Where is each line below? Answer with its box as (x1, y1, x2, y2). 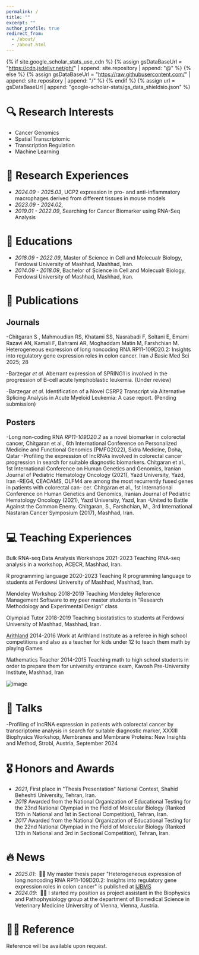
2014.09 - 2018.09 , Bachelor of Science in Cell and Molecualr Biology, (14, 267, 186, 274)
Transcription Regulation (14, 141, 75, 148)
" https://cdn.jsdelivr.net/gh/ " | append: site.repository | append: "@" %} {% (6, 64, 191, 71)
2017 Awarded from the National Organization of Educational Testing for (14, 817, 191, 824)
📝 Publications (6, 293, 79, 307)
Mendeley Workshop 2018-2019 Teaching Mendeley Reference (6, 590, 160, 597)
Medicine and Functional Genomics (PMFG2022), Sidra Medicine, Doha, (6, 446, 182, 453)
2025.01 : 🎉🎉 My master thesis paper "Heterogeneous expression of (14, 871, 182, 878)
